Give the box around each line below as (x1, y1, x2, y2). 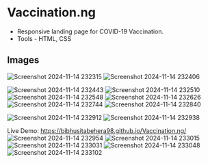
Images (7, 55, 40, 66)
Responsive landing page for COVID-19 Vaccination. (16, 27, 164, 35)
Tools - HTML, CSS (16, 34, 72, 42)
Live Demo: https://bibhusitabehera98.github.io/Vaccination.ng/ (7, 126, 187, 134)
